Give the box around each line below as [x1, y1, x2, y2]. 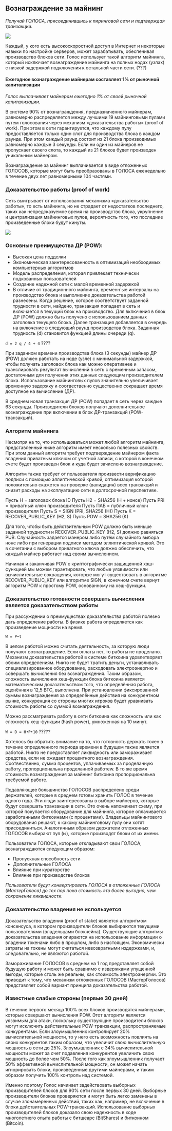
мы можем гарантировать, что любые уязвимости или [28, 566, 148, 572]
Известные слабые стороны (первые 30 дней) [5, 995, 128, 1002]
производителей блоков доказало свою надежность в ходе [5, 1109, 137, 1115]
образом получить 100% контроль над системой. [5, 1072, 114, 1078]
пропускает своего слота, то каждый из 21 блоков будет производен [5, 147, 157, 153]
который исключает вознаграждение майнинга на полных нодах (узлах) [5, 59, 165, 65]
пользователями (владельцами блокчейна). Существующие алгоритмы [5, 928, 163, 934]
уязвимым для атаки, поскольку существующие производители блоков [5, 1017, 163, 1024]
